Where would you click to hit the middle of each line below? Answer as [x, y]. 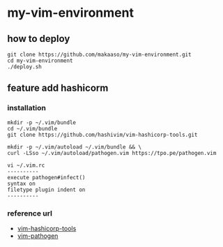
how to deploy [39, 39]
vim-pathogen [38, 236]
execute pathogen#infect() [46, 177]
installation [27, 108]
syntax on [22, 184]
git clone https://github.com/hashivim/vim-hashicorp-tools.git [102, 135]
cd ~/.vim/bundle [32, 128]
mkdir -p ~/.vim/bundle [42, 122]
